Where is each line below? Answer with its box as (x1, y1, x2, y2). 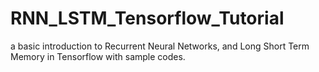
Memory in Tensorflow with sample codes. (10, 50, 186, 62)
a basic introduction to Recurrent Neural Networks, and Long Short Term (10, 40, 310, 52)
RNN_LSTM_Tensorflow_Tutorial (10, 7, 285, 30)
